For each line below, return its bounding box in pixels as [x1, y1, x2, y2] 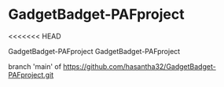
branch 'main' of [8, 61, 61, 71]
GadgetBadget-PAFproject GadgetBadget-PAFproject [8, 46, 181, 56]
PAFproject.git [8, 70, 54, 79]
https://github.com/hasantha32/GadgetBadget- [62, 61, 216, 71]
